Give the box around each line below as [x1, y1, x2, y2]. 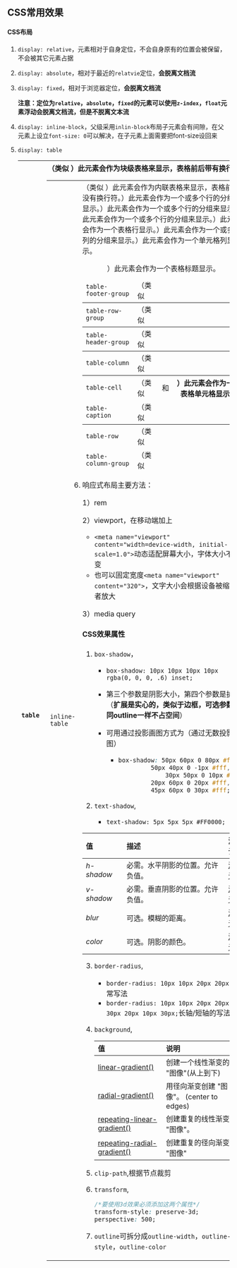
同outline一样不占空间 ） [106, 711, 187, 720]
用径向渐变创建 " [165, 1082, 221, 1092]
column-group [85, 459, 130, 467]
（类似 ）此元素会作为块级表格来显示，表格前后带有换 [47, 163, 226, 173]
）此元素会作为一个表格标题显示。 [107, 263, 221, 273]
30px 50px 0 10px [164, 771, 224, 780]
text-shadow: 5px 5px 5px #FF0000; [106, 818, 226, 826]
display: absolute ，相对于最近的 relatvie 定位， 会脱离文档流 [17, 68, 196, 77]
